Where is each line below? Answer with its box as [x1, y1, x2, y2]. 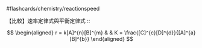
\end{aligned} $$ [90, 36, 134, 42]
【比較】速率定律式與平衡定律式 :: [6, 17, 90, 24]
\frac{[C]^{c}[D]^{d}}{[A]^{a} [124, 29, 196, 36]
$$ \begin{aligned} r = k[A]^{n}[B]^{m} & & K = [7, 29, 124, 36]
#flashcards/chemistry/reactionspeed [6, 5, 100, 12]
